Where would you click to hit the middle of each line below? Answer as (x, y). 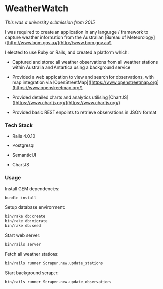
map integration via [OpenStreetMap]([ (52, 82)
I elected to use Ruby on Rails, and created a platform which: (67, 52)
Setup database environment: (35, 207)
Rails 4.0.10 (24, 136)
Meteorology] (141, 37)
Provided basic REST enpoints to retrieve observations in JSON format (84, 112)
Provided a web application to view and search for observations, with (83, 77)
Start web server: (23, 235)
